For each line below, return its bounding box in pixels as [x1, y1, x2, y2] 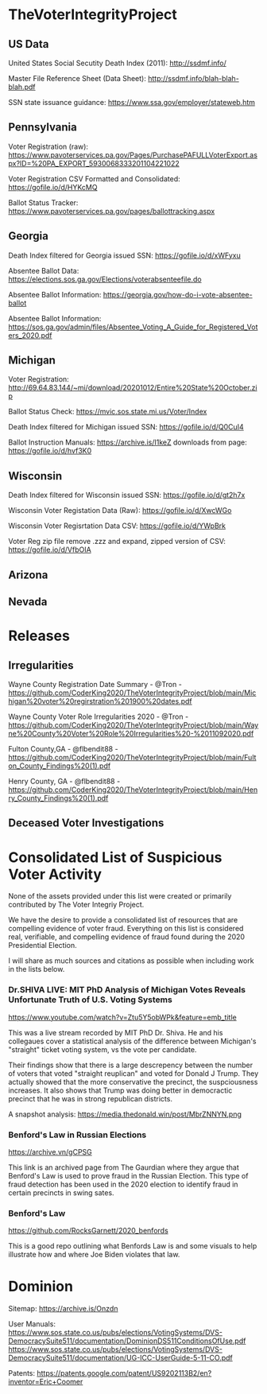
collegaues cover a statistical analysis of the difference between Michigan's [8, 1036, 257, 1046]
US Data [8, 37, 49, 51]
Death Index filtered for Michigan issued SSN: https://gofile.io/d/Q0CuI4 [8, 422, 244, 432]
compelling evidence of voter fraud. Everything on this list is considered [8, 924, 244, 934]
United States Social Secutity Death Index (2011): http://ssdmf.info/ [8, 58, 226, 68]
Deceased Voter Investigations [8, 817, 164, 830]
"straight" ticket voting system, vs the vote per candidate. [8, 1044, 197, 1054]
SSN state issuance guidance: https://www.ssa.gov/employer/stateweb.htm [8, 98, 256, 107]
